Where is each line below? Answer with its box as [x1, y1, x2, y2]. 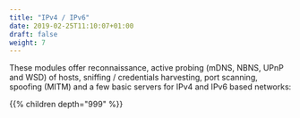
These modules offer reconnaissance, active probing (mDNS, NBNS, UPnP [9, 63, 284, 73]
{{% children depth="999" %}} [9, 99, 124, 110]
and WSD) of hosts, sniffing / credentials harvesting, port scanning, [9, 72, 258, 83]
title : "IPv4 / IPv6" [9, 13, 90, 22]
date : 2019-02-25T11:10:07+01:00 [9, 21, 134, 30]
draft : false [9, 29, 58, 38]
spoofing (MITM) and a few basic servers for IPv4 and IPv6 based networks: [9, 81, 292, 92]
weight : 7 [9, 38, 47, 47]
